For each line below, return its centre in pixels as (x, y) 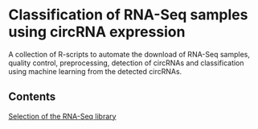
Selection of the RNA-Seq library (62, 116)
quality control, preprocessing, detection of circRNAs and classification (126, 63)
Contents (32, 97)
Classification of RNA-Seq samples (128, 15)
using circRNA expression (97, 32)
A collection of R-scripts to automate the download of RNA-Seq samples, (129, 54)
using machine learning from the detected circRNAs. (95, 71)
